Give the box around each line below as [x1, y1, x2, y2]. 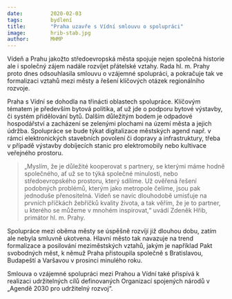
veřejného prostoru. [7, 149, 64, 157]
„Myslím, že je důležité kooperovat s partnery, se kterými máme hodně [23, 162, 225, 171]
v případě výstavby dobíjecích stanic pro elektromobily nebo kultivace [7, 142, 207, 150]
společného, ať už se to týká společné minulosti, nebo [23, 170, 178, 178]
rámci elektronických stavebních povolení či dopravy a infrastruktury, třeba [7, 134, 221, 142]
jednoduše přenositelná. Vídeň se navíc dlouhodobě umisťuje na [23, 191, 207, 200]
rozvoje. [7, 84, 30, 93]
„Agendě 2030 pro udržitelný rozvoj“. [7, 284, 113, 293]
